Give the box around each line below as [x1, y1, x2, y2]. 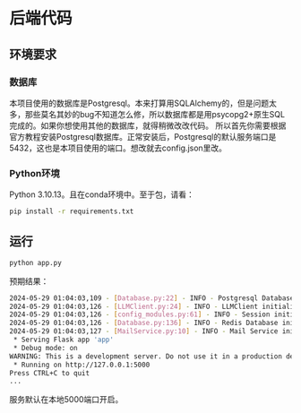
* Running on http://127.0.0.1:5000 [13, 360, 150, 369]
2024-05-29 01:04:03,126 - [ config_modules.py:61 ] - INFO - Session [9, 310, 271, 319]
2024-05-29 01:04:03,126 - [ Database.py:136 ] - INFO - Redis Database [9, 319, 279, 328]
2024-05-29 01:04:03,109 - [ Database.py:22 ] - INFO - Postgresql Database [9, 293, 295, 303]
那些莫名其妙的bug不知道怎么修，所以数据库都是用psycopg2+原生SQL [24, 108, 285, 119]
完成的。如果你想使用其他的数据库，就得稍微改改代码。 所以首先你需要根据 [9, 120, 287, 131]
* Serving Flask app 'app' [13, 335, 115, 345]
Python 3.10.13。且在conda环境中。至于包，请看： [9, 189, 195, 200]
